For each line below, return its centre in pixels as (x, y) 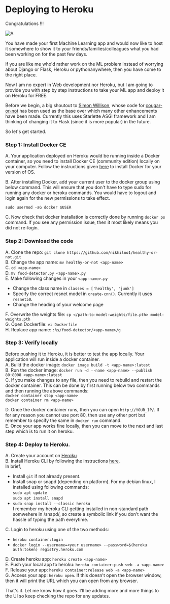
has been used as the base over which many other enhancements (88, 111)
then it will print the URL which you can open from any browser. (72, 581)
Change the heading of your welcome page (58, 304)
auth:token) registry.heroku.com (48, 550)
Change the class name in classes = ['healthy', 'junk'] (73, 288)
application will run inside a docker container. (53, 359)
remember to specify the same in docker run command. (63, 420)
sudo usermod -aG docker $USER (38, 207)
